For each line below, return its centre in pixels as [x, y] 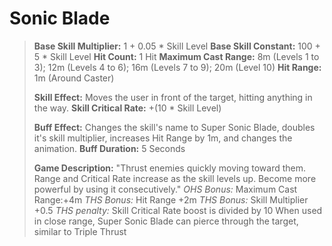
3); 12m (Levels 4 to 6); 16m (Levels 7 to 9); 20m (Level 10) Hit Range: [177, 67]
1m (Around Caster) [74, 78]
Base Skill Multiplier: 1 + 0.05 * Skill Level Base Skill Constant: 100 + [177, 46]
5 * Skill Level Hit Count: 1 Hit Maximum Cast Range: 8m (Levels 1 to [176, 56]
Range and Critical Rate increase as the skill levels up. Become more [175, 178]
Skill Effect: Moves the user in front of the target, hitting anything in [173, 97]
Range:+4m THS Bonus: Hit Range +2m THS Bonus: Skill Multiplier [171, 199]
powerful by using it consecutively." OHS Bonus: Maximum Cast [165, 189]
